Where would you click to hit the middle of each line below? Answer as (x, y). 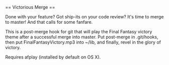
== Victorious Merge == (30, 7)
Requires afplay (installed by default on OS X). (53, 57)
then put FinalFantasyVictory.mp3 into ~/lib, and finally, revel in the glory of (83, 42)
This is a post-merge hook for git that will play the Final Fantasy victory (79, 32)
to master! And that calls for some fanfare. (49, 22)
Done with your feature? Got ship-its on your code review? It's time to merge (84, 17)
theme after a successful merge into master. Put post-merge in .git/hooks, (82, 37)
